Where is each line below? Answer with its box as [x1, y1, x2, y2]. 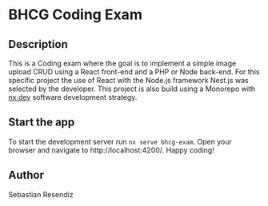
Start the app [8, 116, 75, 129]
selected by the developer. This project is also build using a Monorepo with [8, 84, 256, 93]
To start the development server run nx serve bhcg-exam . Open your [8, 137, 232, 146]
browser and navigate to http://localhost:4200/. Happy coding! [8, 145, 214, 155]
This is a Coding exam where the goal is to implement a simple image [8, 58, 237, 68]
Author [8, 168, 44, 182]
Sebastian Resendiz [8, 189, 74, 199]
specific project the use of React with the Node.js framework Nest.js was [8, 76, 250, 85]
